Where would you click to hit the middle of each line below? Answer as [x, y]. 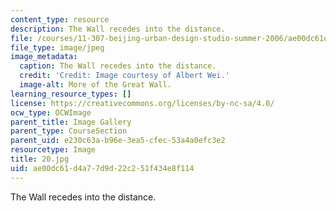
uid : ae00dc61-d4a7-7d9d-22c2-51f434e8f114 [102, 168]
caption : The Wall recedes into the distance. [118, 66]
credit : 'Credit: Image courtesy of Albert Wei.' [124, 76]
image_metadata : [44, 57]
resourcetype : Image [53, 150]
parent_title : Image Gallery [71, 122]
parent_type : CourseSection [69, 131]
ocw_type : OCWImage [51, 112]
